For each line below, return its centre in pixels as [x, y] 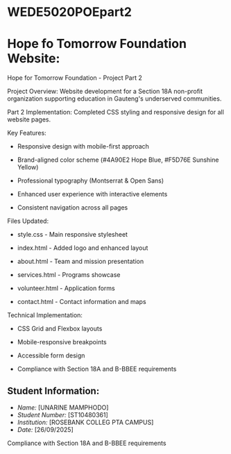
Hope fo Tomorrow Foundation [97, 44]
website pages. [29, 119]
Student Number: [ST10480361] [63, 414]
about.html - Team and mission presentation [80, 262]
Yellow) [28, 167]
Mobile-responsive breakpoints [62, 342]
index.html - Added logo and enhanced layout [83, 248]
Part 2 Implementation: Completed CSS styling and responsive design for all [115, 112]
